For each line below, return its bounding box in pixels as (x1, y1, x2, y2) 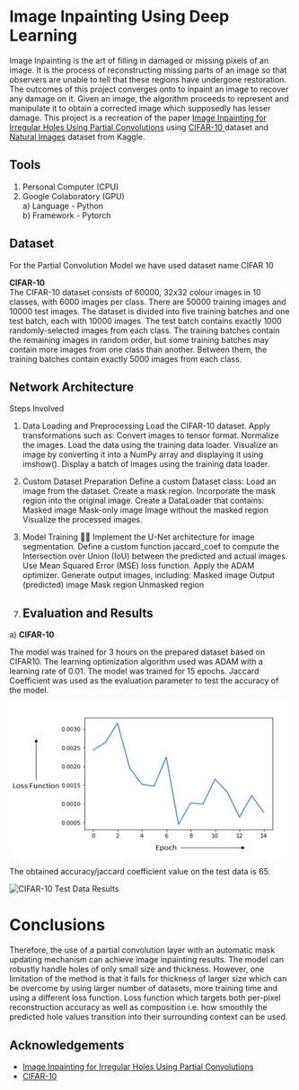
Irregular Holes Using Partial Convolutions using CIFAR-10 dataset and (9, 121, 269, 132)
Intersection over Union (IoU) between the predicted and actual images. (22, 550, 288, 562)
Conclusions (9, 915, 106, 936)
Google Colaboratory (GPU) (22, 190, 126, 201)
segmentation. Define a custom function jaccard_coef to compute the (22, 541, 280, 552)
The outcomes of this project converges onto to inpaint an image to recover (9, 84, 289, 94)
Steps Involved (9, 403, 65, 414)
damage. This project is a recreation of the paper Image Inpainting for (9, 112, 267, 123)
